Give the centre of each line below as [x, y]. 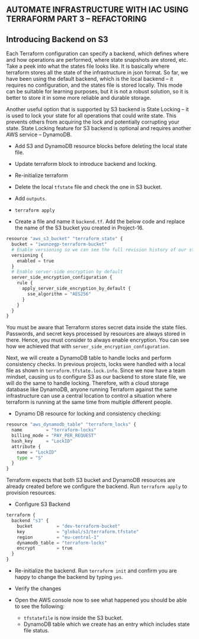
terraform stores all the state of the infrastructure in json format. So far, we [97, 73]
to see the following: [40, 606]
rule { [25, 283]
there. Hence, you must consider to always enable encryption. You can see [98, 340]
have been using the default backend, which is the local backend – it [90, 79]
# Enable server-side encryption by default [67, 272]
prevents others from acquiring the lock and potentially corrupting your [93, 122]
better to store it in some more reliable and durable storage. [79, 98]
